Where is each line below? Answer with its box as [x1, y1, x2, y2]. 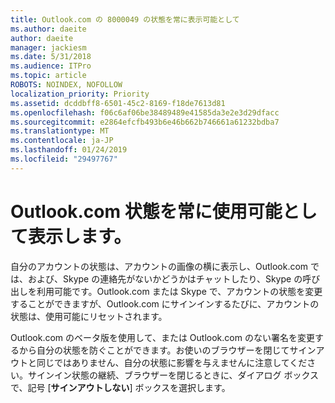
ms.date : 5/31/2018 [10, 52, 92, 62]
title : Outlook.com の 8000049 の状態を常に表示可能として [10, 14, 240, 25]
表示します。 [28, 225, 132, 248]
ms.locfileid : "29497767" [10, 154, 118, 164]
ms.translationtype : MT [10, 126, 110, 136]
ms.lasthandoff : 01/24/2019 [10, 145, 128, 155]
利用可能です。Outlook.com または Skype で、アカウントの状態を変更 [36, 285, 323, 297]
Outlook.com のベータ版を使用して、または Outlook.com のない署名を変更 [10, 331, 315, 343]
